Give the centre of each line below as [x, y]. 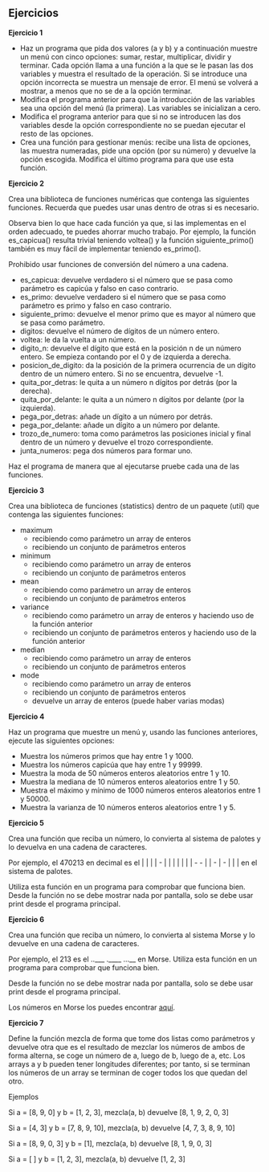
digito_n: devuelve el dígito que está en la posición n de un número [130, 348]
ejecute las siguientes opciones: [61, 740]
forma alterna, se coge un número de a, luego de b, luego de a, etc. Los [127, 1055]
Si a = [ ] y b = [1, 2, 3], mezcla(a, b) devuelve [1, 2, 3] [97, 1159]
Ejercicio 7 [26, 1022]
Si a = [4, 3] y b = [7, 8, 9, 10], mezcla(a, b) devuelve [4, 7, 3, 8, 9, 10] [122, 1128]
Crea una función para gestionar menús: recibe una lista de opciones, [135, 142]
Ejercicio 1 [25, 32]
